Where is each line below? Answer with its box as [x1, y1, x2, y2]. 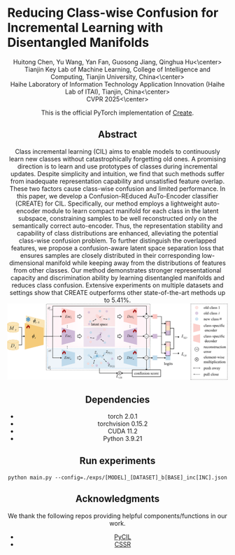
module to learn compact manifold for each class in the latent [41, 206, 219, 215]
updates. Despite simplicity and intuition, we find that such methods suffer [10, 169, 225, 178]
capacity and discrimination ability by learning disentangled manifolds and [10, 273, 225, 282]
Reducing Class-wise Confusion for [7, 5, 219, 21]
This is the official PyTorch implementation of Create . [41, 108, 194, 117]
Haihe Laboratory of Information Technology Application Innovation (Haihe [10, 80, 225, 88]
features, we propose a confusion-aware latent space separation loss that [10, 243, 225, 252]
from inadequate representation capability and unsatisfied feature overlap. [10, 177, 225, 185]
